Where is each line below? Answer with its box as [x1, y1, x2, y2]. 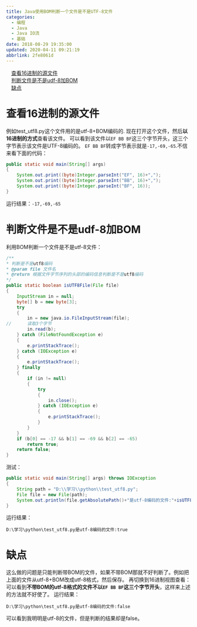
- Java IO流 [11, 31, 40, 37]
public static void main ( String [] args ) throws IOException [6, 475, 157, 482]
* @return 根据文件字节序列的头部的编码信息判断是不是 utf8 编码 [6, 271, 144, 277]
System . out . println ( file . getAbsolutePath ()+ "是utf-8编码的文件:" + [16, 497, 177, 503]
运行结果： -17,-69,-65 [6, 200, 61, 207]
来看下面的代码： [6, 150, 47, 157]
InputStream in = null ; [16, 293, 75, 299]
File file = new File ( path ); [16, 492, 88, 497]
